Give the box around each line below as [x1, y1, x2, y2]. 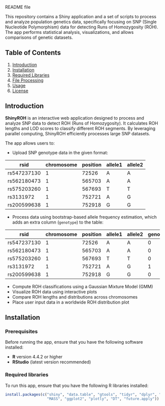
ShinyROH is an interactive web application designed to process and [5, 115, 144, 121]
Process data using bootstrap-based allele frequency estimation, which [12, 214, 157, 220]
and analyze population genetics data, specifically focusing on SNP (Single [5, 19, 157, 25]
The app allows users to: [5, 140, 55, 146]
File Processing [12, 77, 44, 83]
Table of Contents [5, 49, 61, 57]
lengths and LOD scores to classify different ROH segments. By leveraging [5, 125, 156, 131]
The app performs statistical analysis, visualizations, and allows [5, 29, 134, 35]
